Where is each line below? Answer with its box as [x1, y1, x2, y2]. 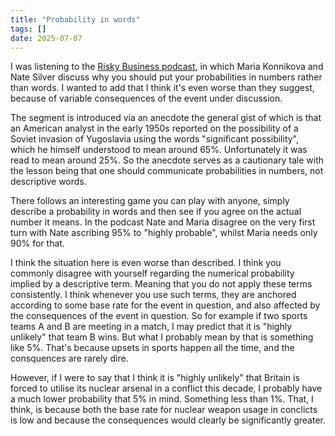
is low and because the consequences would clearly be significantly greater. [10, 414, 327, 426]
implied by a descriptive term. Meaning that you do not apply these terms [10, 278, 313, 290]
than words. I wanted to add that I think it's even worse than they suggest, [10, 82, 315, 94]
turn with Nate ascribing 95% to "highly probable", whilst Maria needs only [10, 227, 318, 239]
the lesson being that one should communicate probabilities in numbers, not [10, 165, 324, 177]
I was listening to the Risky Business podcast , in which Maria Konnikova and [10, 61, 324, 73]
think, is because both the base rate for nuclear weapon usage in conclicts [10, 404, 318, 416]
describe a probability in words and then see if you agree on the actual [10, 206, 302, 218]
